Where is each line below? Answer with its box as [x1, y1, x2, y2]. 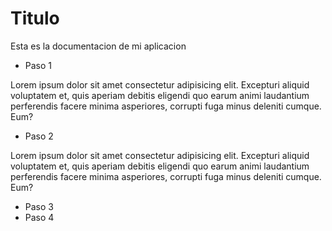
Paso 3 [24, 200, 54, 212]
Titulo [10, 7, 60, 30]
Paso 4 [24, 211, 55, 223]
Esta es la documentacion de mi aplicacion [10, 40, 187, 52]
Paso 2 [24, 130, 54, 142]
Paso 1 [24, 59, 53, 71]
